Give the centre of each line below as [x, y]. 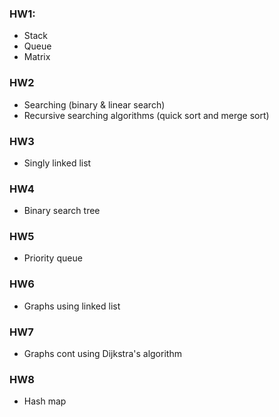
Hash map [45, 401]
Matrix [37, 57]
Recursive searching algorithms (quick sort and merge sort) [146, 115]
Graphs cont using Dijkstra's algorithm [102, 354]
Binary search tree [62, 211]
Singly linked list [57, 163]
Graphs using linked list [72, 306]
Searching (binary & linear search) [94, 104]
